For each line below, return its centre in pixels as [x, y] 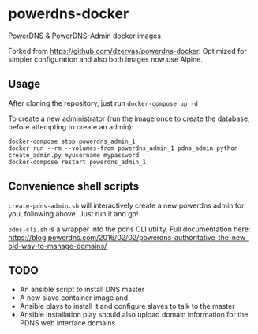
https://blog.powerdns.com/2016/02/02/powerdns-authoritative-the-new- [129, 237]
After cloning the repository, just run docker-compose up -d [103, 103]
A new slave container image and [74, 298]
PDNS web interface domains [67, 323]
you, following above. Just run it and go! [73, 213]
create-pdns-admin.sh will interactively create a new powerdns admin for [126, 205]
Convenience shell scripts [74, 186]
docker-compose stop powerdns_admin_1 [72, 141]
